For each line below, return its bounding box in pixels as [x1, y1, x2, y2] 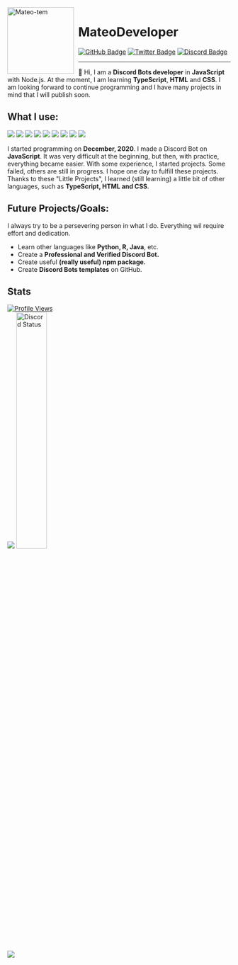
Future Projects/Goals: [7, 202, 110, 215]
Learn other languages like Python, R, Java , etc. [17, 242, 159, 251]
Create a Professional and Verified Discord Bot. [17, 250, 159, 258]
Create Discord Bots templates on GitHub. [17, 265, 143, 273]
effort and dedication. [7, 229, 71, 237]
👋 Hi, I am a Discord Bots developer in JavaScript [78, 67, 225, 76]
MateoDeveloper [78, 24, 179, 40]
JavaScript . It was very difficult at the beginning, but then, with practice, [7, 152, 220, 160]
